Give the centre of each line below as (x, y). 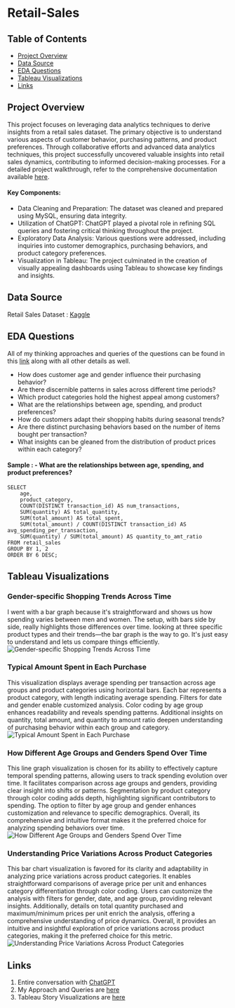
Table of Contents (47, 39)
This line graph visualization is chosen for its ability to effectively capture (113, 768)
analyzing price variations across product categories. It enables (99, 876)
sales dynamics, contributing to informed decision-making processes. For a (116, 161)
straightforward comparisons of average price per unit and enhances (107, 884)
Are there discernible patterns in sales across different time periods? (116, 389)
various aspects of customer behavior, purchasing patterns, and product (112, 139)
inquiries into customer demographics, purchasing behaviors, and (113, 246)
